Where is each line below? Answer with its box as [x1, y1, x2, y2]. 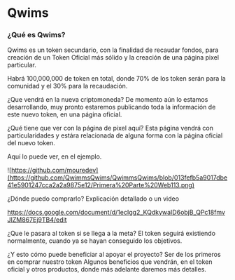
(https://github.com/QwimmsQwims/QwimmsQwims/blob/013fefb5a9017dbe [7, 173, 228, 182]
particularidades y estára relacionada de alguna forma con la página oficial [7, 131, 223, 140]
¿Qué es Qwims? [7, 30, 66, 40]
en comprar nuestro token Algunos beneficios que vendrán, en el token [7, 258, 213, 266]
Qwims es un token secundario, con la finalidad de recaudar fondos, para [7, 46, 219, 54]
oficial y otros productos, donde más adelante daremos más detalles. [7, 265, 206, 274]
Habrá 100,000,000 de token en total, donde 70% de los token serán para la [7, 74, 226, 83]
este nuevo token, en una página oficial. [7, 110, 122, 119]
